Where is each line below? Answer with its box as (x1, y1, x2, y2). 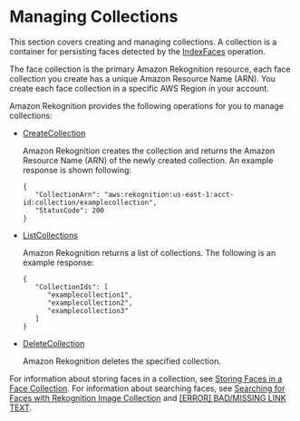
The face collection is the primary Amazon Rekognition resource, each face (9, 64, 291, 74)
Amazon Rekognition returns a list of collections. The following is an (22, 247, 276, 258)
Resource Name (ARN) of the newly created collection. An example (22, 154, 274, 165)
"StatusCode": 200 (34, 206, 104, 215)
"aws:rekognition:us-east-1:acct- (103, 190, 235, 199)
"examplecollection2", (46, 298, 133, 308)
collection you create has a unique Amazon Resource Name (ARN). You (9, 73, 276, 83)
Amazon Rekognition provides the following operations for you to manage (9, 100, 284, 111)
